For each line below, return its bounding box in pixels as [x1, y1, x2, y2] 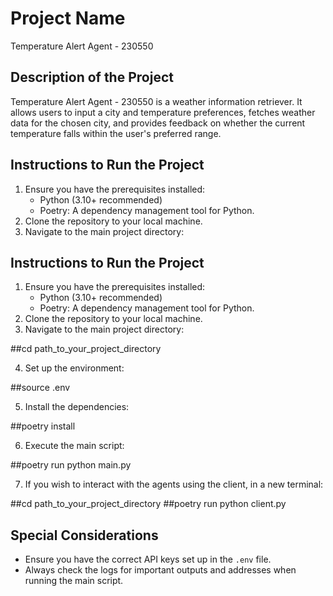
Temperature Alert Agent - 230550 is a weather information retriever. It [10, 95, 303, 107]
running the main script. [24, 575, 124, 587]
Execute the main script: [24, 440, 125, 452]
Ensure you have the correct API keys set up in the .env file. [24, 553, 272, 566]
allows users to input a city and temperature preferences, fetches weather [10, 106, 316, 118]
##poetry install [10, 420, 76, 432]
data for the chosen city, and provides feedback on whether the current [10, 117, 306, 129]
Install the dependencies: [24, 401, 130, 413]
